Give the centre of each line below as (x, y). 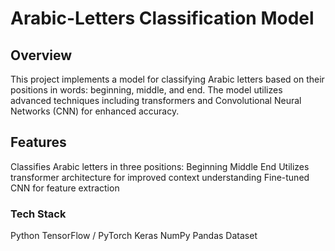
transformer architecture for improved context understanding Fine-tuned (160, 177)
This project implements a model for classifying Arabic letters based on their (167, 79)
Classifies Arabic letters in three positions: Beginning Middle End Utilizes (160, 166)
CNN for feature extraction (65, 188)
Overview (41, 55)
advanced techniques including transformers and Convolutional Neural (156, 100)
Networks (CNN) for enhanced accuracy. (95, 111)
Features (38, 142)
